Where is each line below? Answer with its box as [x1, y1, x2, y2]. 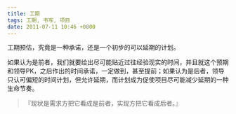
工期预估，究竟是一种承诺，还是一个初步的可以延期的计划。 [7, 43, 180, 52]
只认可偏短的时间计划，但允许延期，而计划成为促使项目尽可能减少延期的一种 [7, 76, 229, 84]
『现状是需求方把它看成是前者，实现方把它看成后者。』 [24, 99, 182, 108]
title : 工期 [7, 10, 40, 17]
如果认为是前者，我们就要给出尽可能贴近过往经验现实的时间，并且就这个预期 [7, 58, 229, 66]
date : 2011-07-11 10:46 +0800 [7, 23, 96, 30]
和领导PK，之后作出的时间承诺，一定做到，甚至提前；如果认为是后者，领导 [7, 67, 225, 76]
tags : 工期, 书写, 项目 [7, 17, 70, 24]
